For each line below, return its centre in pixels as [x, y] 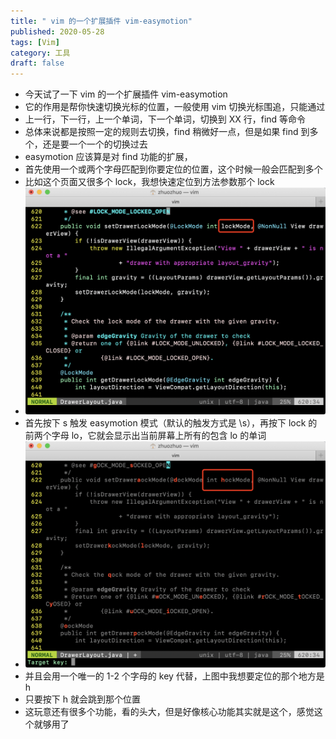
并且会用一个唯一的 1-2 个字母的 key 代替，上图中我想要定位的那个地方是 [174, 676]
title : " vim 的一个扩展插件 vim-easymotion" [101, 21]
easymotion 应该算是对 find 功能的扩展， [108, 157]
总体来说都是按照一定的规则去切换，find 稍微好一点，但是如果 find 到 [167, 132]
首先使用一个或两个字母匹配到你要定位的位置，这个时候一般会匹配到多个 [173, 169]
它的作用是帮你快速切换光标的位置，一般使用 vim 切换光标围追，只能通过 [175, 107]
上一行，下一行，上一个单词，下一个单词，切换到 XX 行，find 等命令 [165, 119]
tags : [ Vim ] [35, 42]
